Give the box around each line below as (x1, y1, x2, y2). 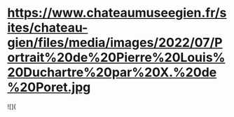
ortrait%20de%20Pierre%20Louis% (7, 50, 226, 66)
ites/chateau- (7, 20, 88, 36)
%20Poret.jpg (7, 79, 91, 95)
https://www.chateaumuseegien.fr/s (7, 5, 227, 21)
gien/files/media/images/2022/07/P (7, 35, 223, 50)
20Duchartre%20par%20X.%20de (7, 64, 217, 81)
